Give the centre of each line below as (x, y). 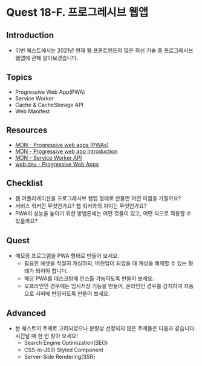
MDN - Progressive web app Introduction (66, 151)
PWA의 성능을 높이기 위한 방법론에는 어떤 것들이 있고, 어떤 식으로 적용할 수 (103, 214)
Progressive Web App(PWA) (50, 92)
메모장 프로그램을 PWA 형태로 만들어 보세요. (67, 256)
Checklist (25, 183)
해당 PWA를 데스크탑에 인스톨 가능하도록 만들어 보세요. (89, 278)
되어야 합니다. (52, 271)
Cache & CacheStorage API (49, 105)
